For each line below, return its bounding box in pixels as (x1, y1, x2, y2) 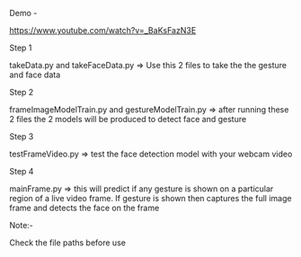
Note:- (9, 220, 34, 230)
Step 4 (9, 166, 34, 176)
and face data (9, 69, 61, 80)
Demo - (9, 8, 38, 18)
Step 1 (9, 42, 32, 53)
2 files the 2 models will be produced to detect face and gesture (9, 114, 247, 124)
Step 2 (9, 87, 34, 97)
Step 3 (9, 131, 34, 142)
